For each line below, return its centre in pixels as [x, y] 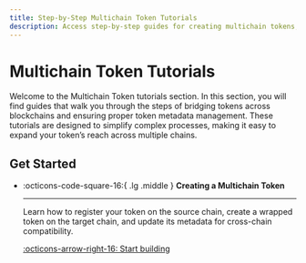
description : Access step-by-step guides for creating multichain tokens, [154, 26]
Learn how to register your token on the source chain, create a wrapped [158, 212]
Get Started [43, 163]
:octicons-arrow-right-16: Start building [96, 249]
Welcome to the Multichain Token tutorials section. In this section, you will [148, 96]
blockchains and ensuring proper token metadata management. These [141, 116]
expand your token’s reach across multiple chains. [103, 135]
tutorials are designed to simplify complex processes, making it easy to [143, 126]
